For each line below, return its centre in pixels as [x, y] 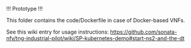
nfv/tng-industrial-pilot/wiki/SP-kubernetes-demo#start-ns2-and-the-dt [95, 38]
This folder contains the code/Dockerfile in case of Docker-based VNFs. [95, 20]
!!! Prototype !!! [25, 9]
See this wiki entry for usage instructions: [58, 32]
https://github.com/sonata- [144, 32]
